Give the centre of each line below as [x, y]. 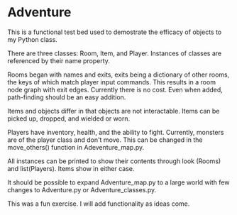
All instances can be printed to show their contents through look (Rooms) [114, 161]
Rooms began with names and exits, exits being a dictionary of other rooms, [118, 75]
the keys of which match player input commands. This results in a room [112, 82]
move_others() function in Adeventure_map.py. [76, 147]
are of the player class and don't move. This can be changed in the [105, 140]
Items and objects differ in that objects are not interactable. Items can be [114, 111]
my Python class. [33, 39]
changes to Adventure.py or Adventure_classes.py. [82, 189]
